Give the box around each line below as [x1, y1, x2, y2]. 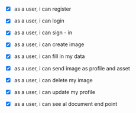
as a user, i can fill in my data [14, 53, 85, 60]
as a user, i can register [14, 5, 72, 12]
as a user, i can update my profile [14, 88, 96, 95]
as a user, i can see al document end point [14, 100, 118, 107]
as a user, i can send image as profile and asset [14, 64, 131, 72]
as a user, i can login [14, 17, 64, 24]
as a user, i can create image [14, 41, 85, 48]
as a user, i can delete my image [14, 76, 93, 83]
